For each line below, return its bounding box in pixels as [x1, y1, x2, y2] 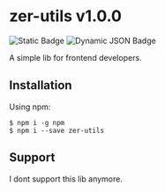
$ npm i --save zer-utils [9, 126, 104, 135]
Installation [9, 78, 72, 93]
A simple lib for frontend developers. [9, 52, 143, 63]
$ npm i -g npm [9, 118, 65, 127]
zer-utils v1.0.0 [9, 6, 122, 26]
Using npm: [9, 101, 51, 112]
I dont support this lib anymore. [9, 174, 124, 184]
